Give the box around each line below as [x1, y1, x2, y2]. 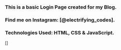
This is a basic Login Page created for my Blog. [5, 4, 117, 10]
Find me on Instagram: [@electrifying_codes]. [5, 16, 115, 23]
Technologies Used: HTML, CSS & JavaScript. [5, 29, 114, 36]
